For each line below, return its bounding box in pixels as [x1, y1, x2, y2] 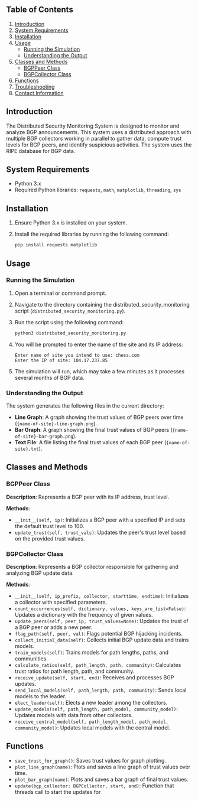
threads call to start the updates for [14, 788, 101, 795]
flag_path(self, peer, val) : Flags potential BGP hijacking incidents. [14, 630, 183, 637]
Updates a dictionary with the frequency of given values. [14, 611, 153, 618]
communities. [14, 655, 48, 662]
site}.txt [14, 446, 40, 452]
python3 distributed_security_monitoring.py [14, 330, 126, 336]
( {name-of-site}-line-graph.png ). [14, 419, 98, 427]
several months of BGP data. [14, 374, 85, 381]
